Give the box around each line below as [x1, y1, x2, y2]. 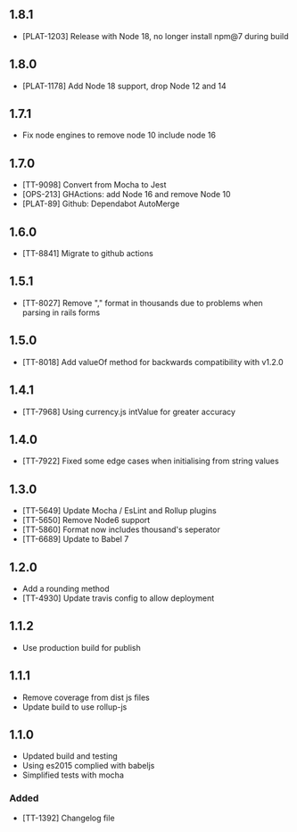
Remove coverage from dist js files [21, 692, 150, 703]
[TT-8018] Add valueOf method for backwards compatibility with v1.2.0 [21, 356, 284, 367]
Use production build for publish [21, 642, 141, 653]
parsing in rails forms [21, 307, 101, 318]
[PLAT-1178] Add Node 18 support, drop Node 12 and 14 [21, 80, 227, 91]
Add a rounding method [21, 583, 110, 594]
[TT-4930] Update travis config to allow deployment [21, 593, 215, 603]
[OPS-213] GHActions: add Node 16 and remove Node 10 [21, 189, 231, 200]
